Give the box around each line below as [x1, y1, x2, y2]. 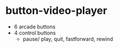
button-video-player [5, 4, 108, 17]
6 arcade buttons [13, 23, 56, 30]
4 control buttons [13, 29, 56, 36]
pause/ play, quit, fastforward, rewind [22, 35, 114, 42]
